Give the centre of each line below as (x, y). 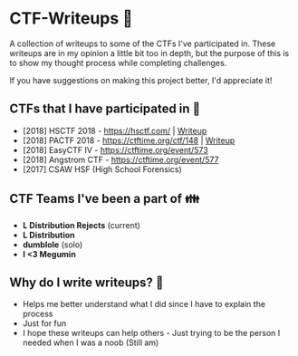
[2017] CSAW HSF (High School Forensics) (102, 169)
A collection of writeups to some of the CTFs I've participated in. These (143, 43)
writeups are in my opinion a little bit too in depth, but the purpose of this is (149, 53)
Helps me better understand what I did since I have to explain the (144, 304)
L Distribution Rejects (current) (81, 225)
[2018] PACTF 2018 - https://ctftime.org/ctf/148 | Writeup (129, 140)
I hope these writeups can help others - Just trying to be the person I (151, 333)
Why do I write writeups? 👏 (87, 282)
